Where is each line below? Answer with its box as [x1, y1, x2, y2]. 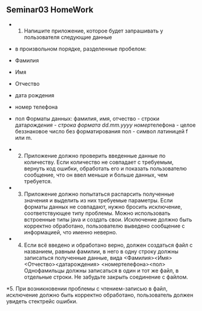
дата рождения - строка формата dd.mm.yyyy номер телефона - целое [14, 121, 196, 128]
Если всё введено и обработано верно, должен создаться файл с [23, 241, 193, 249]
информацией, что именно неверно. [23, 228, 117, 236]
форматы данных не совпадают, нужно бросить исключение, [23, 203, 182, 210]
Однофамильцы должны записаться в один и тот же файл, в [23, 267, 179, 274]
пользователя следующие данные [23, 33, 112, 41]
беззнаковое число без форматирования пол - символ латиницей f [14, 127, 188, 134]
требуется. [23, 177, 52, 185]
